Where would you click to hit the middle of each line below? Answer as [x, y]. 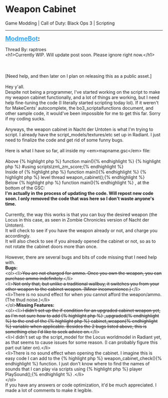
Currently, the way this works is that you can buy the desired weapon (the [81, 215]
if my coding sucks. [25, 118]
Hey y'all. [15, 87]
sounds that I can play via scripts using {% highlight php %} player [74, 369]
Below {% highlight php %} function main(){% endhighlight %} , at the [77, 182]
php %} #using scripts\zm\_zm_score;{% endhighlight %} [64, 166]
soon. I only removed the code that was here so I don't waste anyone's [80, 198]
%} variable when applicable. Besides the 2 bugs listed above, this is [76, 326]
